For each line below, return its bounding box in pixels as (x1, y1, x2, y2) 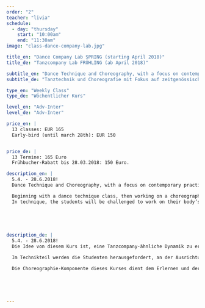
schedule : (6, 20, 32, 26)
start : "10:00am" (17, 32, 62, 38)
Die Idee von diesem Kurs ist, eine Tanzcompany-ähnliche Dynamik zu (12, 243, 192, 249)
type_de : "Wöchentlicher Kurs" (6, 93, 86, 99)
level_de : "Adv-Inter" (6, 110, 64, 116)
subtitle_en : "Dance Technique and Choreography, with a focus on (6, 71, 179, 77)
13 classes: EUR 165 (12, 126, 64, 132)
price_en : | (6, 121, 37, 127)
